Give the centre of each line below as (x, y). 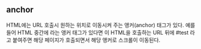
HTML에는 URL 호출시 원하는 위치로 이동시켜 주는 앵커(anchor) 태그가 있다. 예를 (101, 25)
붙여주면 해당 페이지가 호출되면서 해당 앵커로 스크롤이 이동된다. (86, 40)
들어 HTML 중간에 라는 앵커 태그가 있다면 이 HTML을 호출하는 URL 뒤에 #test (97, 32)
